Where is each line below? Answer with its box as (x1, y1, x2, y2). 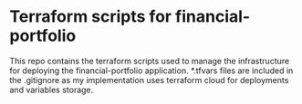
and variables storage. (9, 84, 94, 95)
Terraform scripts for (9, 6, 172, 27)
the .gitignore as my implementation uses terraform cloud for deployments (9, 74, 289, 85)
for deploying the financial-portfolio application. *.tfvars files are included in (9, 65, 294, 76)
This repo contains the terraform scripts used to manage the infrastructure (9, 55, 290, 66)
